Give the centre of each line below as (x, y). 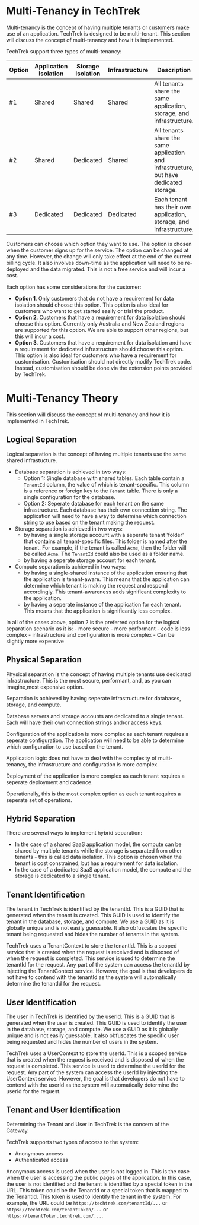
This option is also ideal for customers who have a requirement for (96, 355)
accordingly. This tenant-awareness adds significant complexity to (105, 592)
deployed (18, 269)
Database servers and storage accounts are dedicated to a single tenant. (95, 716)
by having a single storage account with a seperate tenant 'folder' (104, 535)
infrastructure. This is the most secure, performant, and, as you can (89, 680)
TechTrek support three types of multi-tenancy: (64, 51)
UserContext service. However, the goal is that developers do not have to (96, 1078)
